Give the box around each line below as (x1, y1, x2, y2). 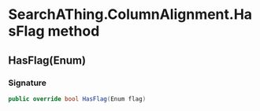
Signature (8, 77, 47, 88)
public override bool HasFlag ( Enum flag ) (8, 94, 147, 103)
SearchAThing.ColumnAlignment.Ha (8, 6, 253, 24)
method (47, 22, 100, 40)
